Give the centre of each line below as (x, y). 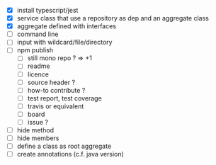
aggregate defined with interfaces (67, 26)
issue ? (38, 122)
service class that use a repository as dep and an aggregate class (113, 18)
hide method (35, 130)
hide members (38, 138)
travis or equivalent (56, 106)
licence (38, 74)
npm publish (35, 50)
